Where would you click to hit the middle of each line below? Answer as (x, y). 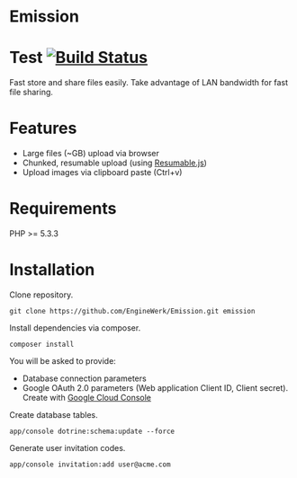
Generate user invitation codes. (67, 447)
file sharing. (31, 93)
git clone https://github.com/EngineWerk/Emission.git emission (132, 311)
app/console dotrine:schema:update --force (92, 431)
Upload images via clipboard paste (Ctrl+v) (102, 173)
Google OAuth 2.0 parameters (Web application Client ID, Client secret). (155, 387)
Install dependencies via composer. (75, 328)
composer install (42, 344)
